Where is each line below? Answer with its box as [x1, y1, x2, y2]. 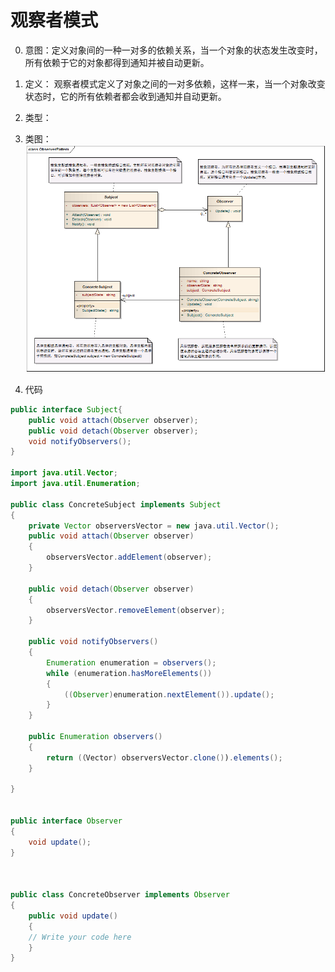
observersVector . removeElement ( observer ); [46, 605, 226, 615]
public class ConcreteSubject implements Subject [10, 499, 222, 510]
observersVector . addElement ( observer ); [46, 552, 213, 563]
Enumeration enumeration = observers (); [46, 657, 217, 668]
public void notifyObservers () [28, 637, 159, 647]
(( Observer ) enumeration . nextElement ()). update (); [63, 689, 275, 700]
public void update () [28, 911, 118, 921]
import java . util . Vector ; [10, 468, 118, 478]
